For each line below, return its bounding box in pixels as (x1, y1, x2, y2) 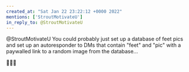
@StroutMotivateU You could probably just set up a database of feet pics (6, 36, 184, 43)
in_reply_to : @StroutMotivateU (6, 19, 83, 25)
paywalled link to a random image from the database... (6, 48, 138, 55)
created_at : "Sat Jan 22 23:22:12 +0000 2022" (6, 8, 122, 15)
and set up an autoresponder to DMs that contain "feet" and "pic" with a (6, 42, 181, 49)
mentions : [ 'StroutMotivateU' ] (6, 14, 83, 20)
